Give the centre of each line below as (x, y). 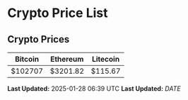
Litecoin (106, 59)
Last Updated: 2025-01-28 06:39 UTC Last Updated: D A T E (94, 89)
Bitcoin (27, 59)
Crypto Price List (58, 13)
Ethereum (67, 59)
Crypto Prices (39, 39)
